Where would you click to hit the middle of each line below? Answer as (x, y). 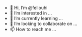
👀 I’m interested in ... (31, 13)
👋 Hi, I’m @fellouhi (29, 8)
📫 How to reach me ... (33, 29)
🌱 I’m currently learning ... (36, 18)
